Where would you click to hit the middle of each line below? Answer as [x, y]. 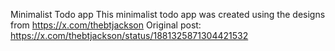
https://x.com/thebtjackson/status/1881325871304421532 [129, 35]
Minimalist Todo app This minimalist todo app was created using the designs [168, 14]
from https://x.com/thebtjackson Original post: [106, 25]
